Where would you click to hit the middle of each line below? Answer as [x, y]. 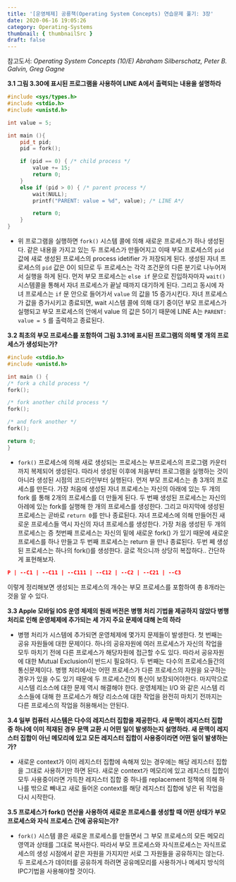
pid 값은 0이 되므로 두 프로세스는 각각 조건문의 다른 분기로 [122, 267]
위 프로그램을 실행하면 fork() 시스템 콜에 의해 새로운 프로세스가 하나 [111, 241]
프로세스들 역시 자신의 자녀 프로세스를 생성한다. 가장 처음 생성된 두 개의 [129, 524]
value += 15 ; [52, 168]
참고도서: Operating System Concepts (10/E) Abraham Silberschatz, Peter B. [117, 61]
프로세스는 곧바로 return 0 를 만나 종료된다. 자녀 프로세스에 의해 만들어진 [118, 515]
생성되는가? [42, 344]
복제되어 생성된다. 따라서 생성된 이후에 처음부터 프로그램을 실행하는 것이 [130, 471]
